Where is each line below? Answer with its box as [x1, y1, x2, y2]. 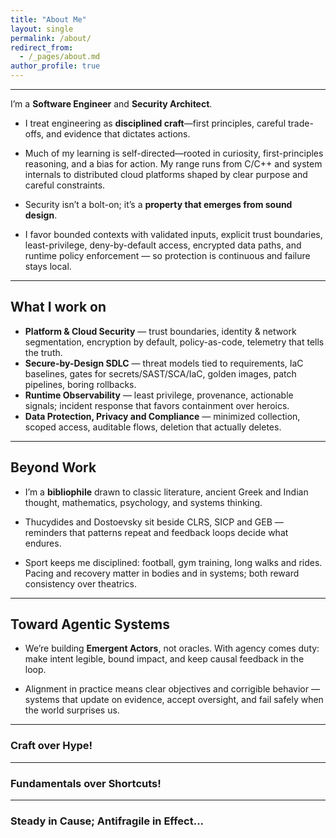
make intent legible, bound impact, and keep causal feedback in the [24, 653, 305, 665]
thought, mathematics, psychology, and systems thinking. [24, 496, 263, 508]
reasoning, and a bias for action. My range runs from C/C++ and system [24, 158, 323, 170]
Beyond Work [10, 459, 97, 476]
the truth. [24, 346, 63, 358]
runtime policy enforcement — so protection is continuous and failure [24, 250, 311, 261]
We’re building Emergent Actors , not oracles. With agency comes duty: [24, 642, 320, 655]
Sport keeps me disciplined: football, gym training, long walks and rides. [24, 556, 323, 568]
